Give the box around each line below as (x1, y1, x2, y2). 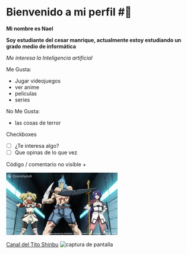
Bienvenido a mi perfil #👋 (6, 5, 132, 19)
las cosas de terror (14, 119, 61, 126)
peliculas (14, 90, 37, 97)
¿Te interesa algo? (14, 142, 59, 149)
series (14, 96, 30, 103)
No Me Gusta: (6, 107, 40, 115)
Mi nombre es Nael (6, 25, 53, 32)
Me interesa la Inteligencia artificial (6, 54, 93, 61)
